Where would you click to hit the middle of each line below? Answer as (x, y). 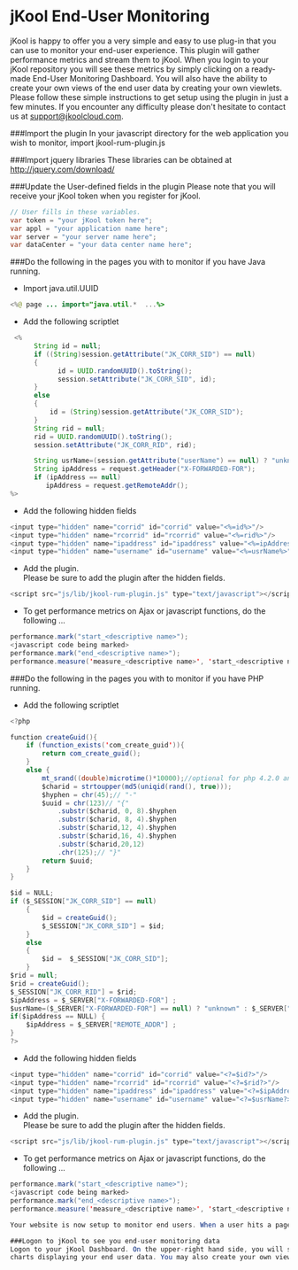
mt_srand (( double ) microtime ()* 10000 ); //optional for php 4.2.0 (160, 778)
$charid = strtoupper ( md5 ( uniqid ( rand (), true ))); (137, 786)
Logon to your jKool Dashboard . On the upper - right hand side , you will (147, 1249)
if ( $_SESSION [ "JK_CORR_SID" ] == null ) (84, 902)
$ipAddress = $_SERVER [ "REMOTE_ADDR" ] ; (101, 1025)
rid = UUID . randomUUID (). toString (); (103, 437)
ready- (264, 69)
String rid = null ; (69, 428)
